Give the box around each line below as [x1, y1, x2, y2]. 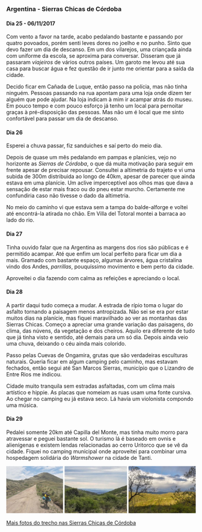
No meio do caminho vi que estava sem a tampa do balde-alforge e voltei [6, 204, 188, 211]
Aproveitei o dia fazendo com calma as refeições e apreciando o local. [6, 274, 180, 281]
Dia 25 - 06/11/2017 [6, 20, 55, 27]
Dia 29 [6, 415, 23, 423]
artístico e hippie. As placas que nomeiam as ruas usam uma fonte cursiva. [6, 388, 192, 396]
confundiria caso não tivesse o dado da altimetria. [6, 192, 130, 200]
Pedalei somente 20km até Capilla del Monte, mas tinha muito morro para [6, 429, 188, 436]
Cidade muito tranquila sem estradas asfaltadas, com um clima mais [6, 382, 176, 390]
